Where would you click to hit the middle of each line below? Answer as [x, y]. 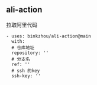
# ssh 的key [26, 71]
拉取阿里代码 [22, 25]
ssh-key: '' [26, 76]
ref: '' [21, 64]
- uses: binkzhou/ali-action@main [49, 36]
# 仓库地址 [23, 48]
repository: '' [30, 53]
